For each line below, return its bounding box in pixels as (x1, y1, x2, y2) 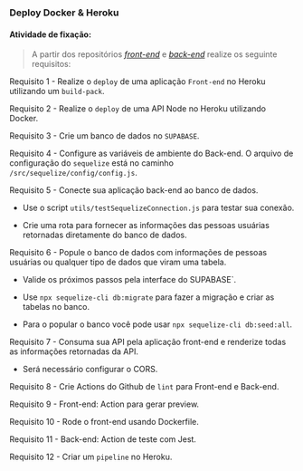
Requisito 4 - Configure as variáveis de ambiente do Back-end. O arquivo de (9, 148, 294, 159)
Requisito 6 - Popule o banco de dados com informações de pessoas (9, 247, 268, 258)
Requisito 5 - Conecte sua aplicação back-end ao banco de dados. (9, 185, 259, 196)
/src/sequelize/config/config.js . (9, 168, 137, 178)
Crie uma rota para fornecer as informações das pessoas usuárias (22, 220, 270, 231)
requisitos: (31, 59, 71, 70)
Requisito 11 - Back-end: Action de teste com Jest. (9, 434, 197, 445)
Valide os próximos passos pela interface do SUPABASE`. (22, 274, 237, 285)
